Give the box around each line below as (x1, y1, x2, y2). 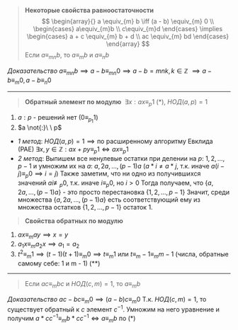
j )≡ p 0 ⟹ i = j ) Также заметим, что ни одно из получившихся (17, 169, 201, 179)
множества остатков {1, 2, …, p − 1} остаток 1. (17, 203, 154, 211)
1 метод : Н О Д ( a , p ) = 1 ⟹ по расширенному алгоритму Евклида (17, 137, 214, 146)
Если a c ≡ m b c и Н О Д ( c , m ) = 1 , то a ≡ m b (24, 279, 141, 290)
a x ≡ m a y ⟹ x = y (17, 230, 69, 240)
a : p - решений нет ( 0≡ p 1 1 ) (17, 113, 98, 125)
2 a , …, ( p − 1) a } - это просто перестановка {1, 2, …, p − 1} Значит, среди (17, 188, 230, 196)
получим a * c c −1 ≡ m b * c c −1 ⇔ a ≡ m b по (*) (7, 313, 136, 324)
